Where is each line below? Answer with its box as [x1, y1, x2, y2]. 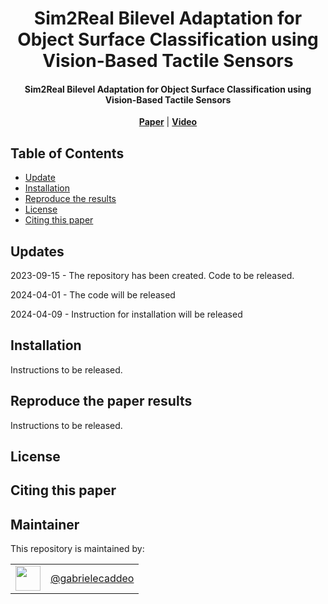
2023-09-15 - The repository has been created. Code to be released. [10, 270, 295, 282]
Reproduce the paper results [10, 393, 193, 410]
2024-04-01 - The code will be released [10, 289, 176, 301]
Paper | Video [138, 116, 198, 128]
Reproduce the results [24, 193, 117, 205]
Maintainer [10, 516, 80, 533]
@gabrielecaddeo [50, 572, 135, 586]
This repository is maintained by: [10, 543, 145, 555]
